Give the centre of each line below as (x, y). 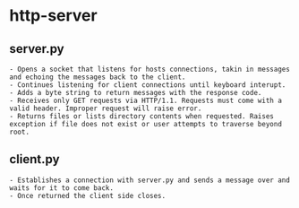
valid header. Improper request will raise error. (106, 108)
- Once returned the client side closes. (88, 195)
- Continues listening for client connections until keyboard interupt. (148, 85)
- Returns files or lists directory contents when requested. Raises (142, 117)
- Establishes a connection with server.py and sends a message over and (150, 180)
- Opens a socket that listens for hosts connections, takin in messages (150, 69)
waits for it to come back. (62, 188)
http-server (53, 16)
